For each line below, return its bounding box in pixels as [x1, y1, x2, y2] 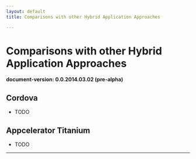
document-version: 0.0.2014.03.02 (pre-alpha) [6, 76, 124, 83]
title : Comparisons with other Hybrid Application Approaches [6, 14, 160, 20]
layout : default [6, 8, 45, 15]
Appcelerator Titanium [6, 125, 90, 135]
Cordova [6, 93, 38, 103]
